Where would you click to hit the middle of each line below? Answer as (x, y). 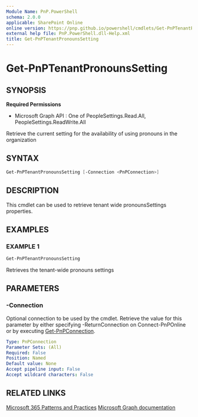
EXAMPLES (27, 229)
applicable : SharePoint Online (44, 22)
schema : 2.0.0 (24, 17)
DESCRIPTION (32, 191)
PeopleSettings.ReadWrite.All (50, 122)
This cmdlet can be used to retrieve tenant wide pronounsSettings (86, 205)
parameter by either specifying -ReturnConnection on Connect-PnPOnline (96, 324)
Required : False (26, 353)
